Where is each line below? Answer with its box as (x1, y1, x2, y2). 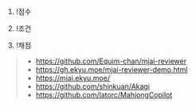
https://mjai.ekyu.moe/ (35, 74, 110, 82)
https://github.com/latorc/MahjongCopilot (35, 90, 173, 99)
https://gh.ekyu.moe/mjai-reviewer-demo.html (35, 65, 188, 74)
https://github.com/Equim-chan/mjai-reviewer (35, 56, 187, 66)
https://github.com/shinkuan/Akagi (35, 82, 150, 91)
